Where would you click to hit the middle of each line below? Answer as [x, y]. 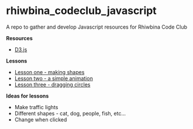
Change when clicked [41, 119]
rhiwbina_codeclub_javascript [81, 11]
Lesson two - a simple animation [54, 78]
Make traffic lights [36, 107]
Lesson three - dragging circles [52, 84]
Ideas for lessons [27, 96]
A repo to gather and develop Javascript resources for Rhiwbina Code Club [96, 27]
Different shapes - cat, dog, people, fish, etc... [70, 113]
